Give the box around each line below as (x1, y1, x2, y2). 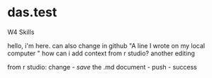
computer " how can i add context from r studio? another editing (7, 49, 195, 57)
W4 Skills (7, 28, 35, 36)
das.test (7, 4, 57, 21)
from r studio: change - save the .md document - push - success (7, 62, 197, 71)
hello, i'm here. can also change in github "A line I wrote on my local (7, 41, 206, 50)
